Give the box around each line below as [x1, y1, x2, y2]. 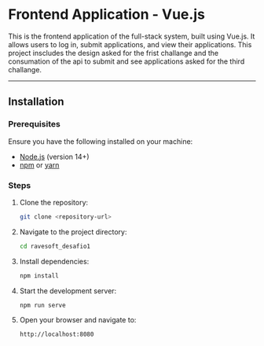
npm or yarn [19, 160, 60, 170]
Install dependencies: [19, 256, 90, 266]
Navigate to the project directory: [19, 226, 127, 237]
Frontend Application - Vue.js [8, 6, 206, 24]
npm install [19, 271, 59, 280]
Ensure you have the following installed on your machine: [8, 136, 193, 146]
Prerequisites [8, 119, 60, 130]
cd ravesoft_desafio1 [19, 242, 90, 250]
